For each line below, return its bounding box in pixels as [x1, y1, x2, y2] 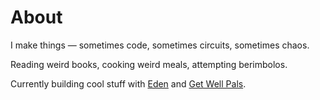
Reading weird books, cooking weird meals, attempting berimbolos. [10, 58, 288, 70]
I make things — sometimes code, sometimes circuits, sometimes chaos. [10, 39, 310, 51]
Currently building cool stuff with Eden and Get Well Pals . [10, 77, 247, 90]
